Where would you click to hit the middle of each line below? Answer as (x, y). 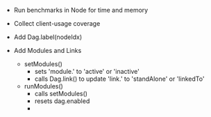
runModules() (44, 86)
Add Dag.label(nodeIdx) (48, 37)
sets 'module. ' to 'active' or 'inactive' (87, 71)
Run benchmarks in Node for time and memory (81, 10)
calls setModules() (61, 94)
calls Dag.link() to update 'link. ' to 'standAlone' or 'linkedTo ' (119, 79)
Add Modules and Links (48, 50)
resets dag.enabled (62, 101)
